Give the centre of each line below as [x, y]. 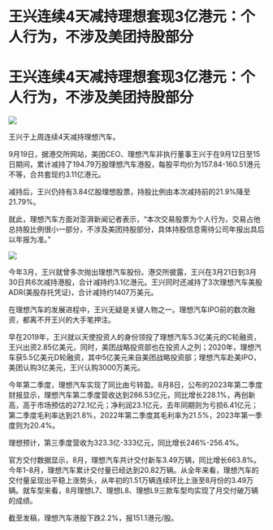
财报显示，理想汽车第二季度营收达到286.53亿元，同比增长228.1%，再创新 [132, 395]
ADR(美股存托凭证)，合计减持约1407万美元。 [83, 293]
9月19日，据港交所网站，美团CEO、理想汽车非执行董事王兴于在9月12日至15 [134, 154]
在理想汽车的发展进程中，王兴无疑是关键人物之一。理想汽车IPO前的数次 [128, 310]
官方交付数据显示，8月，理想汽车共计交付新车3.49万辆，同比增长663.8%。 [135, 460]
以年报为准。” [30, 240]
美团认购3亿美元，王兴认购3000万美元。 [76, 367]
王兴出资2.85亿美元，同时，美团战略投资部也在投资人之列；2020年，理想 [131, 347]
